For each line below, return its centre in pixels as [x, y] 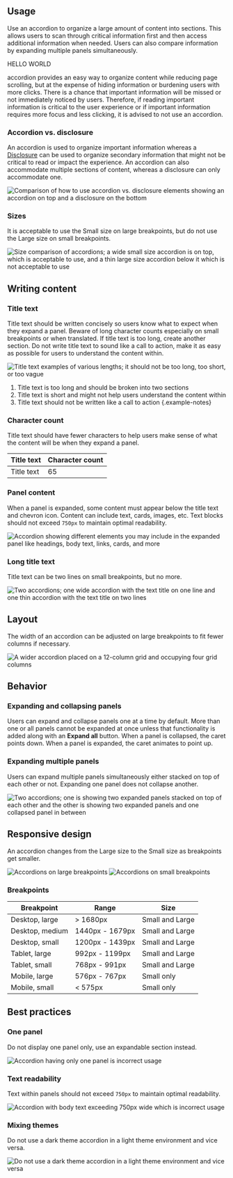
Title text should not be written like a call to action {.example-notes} [114, 402]
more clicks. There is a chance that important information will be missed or [114, 92]
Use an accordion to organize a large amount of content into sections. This [114, 28]
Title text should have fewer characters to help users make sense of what [112, 436]
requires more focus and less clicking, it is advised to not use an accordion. [115, 114]
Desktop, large [34, 919]
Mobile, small [32, 987]
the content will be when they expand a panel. [73, 443]
